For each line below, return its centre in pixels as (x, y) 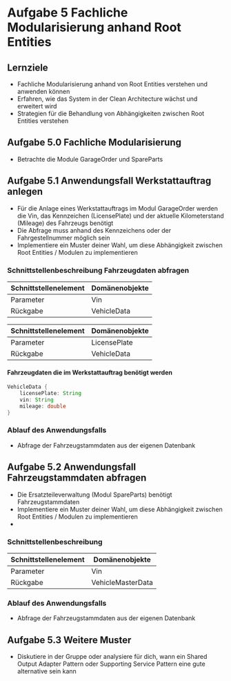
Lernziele (28, 67)
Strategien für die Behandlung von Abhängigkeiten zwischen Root (111, 113)
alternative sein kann (47, 671)
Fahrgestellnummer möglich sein (63, 238)
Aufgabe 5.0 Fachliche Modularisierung (94, 143)
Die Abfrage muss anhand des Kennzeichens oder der (94, 230)
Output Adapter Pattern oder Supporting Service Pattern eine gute (111, 664)
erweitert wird (37, 106)
